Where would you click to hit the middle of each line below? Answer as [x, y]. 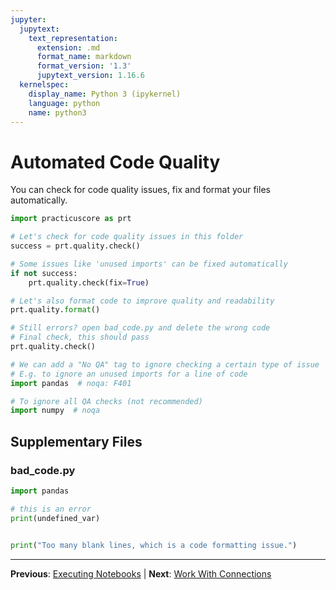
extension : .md [68, 47]
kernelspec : [44, 85]
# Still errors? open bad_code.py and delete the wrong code [140, 328]
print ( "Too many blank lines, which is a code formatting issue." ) [154, 545]
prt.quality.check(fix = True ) [89, 282]
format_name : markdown [84, 57]
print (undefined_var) [55, 518]
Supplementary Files [76, 441]
